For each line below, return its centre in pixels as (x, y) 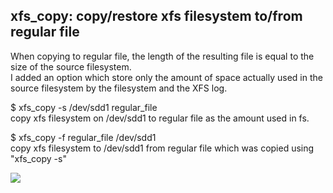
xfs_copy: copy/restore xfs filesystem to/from (156, 16)
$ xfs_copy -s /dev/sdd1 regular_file (84, 107)
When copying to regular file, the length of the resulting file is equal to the (162, 56)
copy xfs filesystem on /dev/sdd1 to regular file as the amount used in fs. (160, 118)
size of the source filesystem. (71, 66)
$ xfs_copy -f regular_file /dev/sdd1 (83, 137)
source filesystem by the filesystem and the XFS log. (119, 88)
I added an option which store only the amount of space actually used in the (166, 77)
